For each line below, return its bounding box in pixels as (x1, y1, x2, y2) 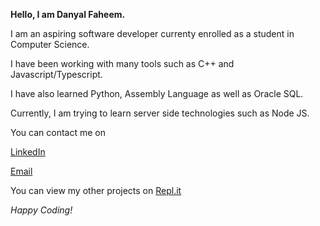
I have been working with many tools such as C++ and (10, 58, 235, 69)
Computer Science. (10, 39, 90, 50)
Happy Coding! (10, 204, 73, 216)
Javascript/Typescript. (10, 69, 103, 80)
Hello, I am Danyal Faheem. (10, 9, 126, 20)
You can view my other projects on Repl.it (10, 185, 182, 196)
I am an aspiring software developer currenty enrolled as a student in (10, 28, 295, 39)
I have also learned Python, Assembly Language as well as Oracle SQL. (10, 88, 304, 99)
